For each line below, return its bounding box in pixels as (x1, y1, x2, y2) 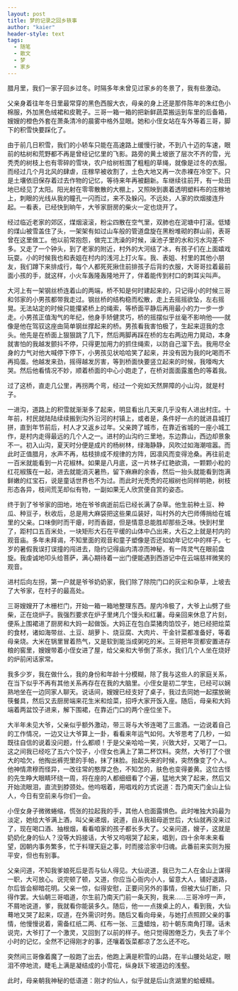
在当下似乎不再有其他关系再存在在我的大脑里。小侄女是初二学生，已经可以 (7, 678, 225, 687)
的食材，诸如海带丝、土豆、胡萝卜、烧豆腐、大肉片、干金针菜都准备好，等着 (7, 628, 231, 637)
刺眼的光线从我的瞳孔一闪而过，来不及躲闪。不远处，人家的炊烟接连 (19, 193, 218, 202)
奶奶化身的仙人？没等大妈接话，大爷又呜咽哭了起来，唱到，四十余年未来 (7, 833, 218, 842)
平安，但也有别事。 (7, 850, 64, 860)
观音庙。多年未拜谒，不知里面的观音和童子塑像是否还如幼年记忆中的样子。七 (7, 536, 231, 544)
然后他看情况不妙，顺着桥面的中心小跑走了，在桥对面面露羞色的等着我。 (19, 366, 231, 374)
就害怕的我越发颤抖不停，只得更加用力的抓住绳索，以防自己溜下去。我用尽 (7, 339, 225, 348)
